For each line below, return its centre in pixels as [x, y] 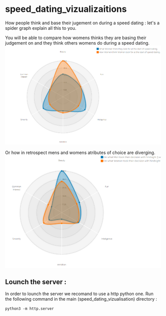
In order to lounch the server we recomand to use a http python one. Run [79, 294]
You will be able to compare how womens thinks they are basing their [76, 38]
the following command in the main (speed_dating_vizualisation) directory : [81, 299]
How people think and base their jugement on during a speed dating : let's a [82, 23]
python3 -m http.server [30, 309]
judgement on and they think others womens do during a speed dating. [77, 43]
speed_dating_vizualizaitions [66, 9]
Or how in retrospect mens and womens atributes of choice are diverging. [80, 153]
